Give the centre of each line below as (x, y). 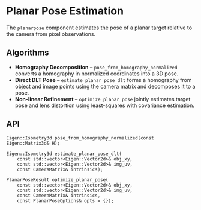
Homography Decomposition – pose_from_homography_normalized (96, 67)
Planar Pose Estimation (65, 11)
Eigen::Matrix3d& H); (33, 143)
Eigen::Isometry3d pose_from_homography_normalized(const (80, 138)
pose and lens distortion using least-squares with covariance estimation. (105, 105)
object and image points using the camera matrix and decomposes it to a (105, 86)
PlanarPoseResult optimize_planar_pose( (58, 180)
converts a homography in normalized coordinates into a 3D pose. (97, 74)
